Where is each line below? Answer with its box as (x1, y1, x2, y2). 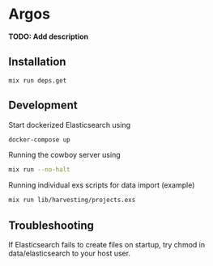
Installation (8, 55, 66, 69)
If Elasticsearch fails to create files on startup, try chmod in (8, 240, 205, 249)
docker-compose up (8, 135, 70, 144)
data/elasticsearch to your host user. (8, 248, 131, 258)
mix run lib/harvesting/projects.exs (8, 196, 136, 205)
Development (8, 99, 79, 112)
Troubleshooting (8, 218, 95, 232)
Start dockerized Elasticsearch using (8, 120, 131, 129)
